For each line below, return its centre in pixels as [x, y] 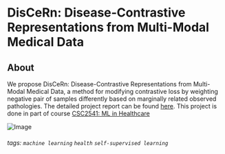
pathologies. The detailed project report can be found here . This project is [112, 106]
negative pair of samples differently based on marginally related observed [112, 99]
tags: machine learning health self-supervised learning [88, 142]
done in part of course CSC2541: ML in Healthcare [78, 113]
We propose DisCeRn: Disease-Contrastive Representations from [99, 84]
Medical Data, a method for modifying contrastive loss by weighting [122, 92]
